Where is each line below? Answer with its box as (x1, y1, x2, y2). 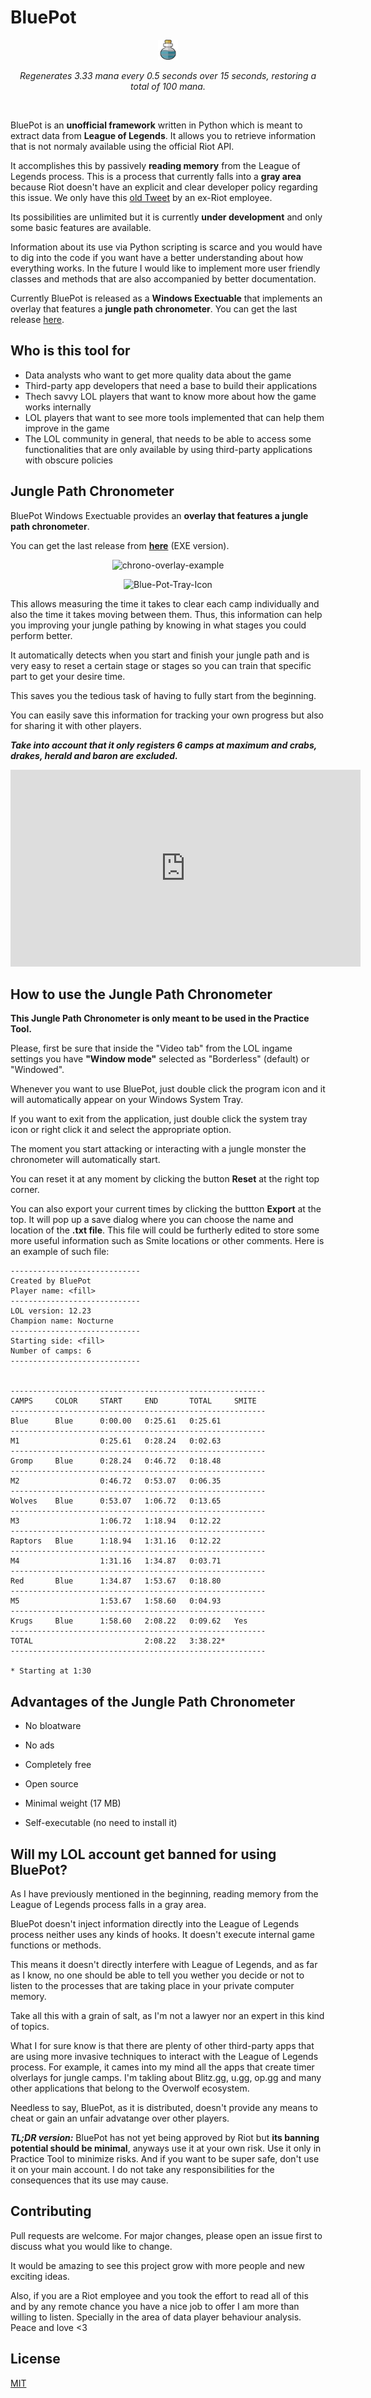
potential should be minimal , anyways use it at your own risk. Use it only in (10, 2142, 322, 2154)
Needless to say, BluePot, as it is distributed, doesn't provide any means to (10, 2102, 318, 2113)
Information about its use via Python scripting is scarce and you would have (10, 241, 323, 253)
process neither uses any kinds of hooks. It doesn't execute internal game (10, 1929, 315, 1940)
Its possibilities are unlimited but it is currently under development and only (10, 211, 323, 223)
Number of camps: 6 (10, 1346, 92, 1356)
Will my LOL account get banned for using (10, 1846, 277, 1863)
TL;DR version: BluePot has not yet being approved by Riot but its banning (10, 2132, 320, 2143)
